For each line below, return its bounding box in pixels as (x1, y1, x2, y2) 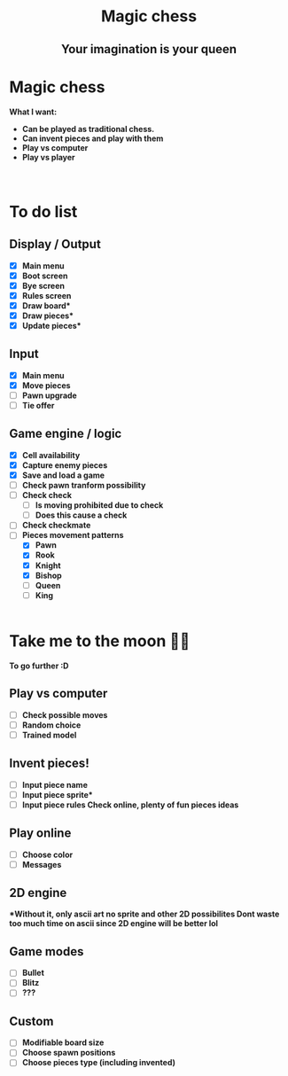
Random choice (21, 720, 82, 730)
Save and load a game (21, 470, 105, 480)
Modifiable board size (21, 1037, 105, 1048)
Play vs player (21, 152, 75, 162)
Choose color (21, 849, 74, 860)
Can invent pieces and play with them (21, 133, 164, 144)
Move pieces (21, 379, 71, 391)
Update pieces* (21, 320, 82, 331)
